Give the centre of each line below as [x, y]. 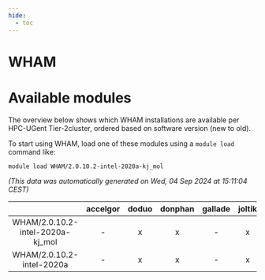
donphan [177, 208]
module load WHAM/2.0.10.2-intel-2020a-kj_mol [86, 166]
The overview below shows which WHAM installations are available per [124, 120]
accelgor [103, 208]
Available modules [70, 97]
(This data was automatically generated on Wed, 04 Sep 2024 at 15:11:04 [128, 181]
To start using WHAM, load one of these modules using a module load [121, 144]
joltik [248, 208]
